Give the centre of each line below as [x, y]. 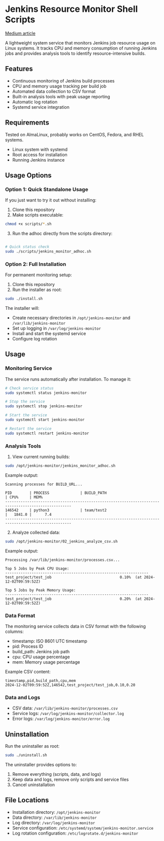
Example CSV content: [28, 672]
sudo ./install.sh [24, 299]
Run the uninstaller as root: [33, 746]
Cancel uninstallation [33, 785]
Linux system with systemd [40, 149]
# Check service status [30, 388]
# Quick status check [27, 247]
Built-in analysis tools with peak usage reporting [61, 96]
